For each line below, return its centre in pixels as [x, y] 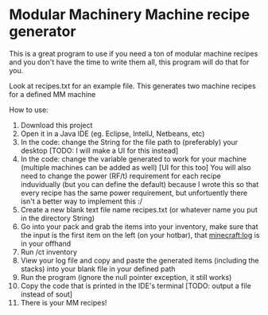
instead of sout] [47, 294]
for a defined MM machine [52, 94]
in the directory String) [57, 218]
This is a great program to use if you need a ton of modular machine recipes [134, 53]
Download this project [56, 125]
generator [43, 31]
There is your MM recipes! [64, 302]
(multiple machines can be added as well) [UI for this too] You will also [136, 167]
